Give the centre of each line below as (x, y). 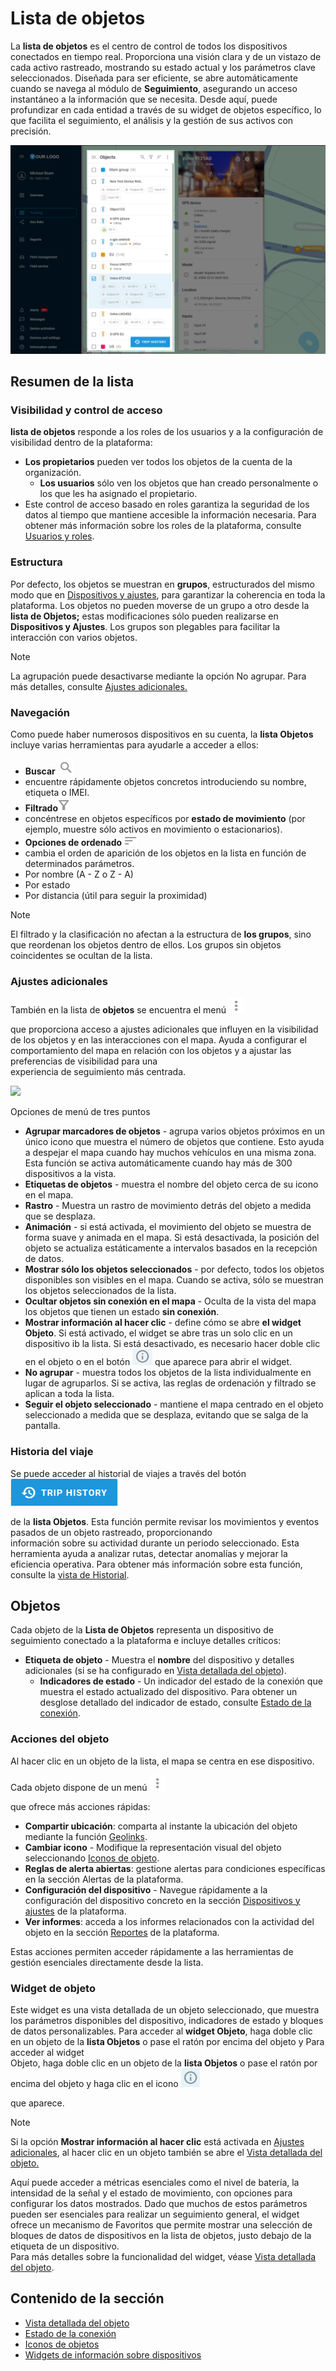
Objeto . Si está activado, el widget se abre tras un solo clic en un (158, 1333)
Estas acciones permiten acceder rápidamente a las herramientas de (152, 1951)
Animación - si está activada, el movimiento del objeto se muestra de (168, 1227)
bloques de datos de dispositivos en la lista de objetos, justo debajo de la (161, 2235)
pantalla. (42, 1426)
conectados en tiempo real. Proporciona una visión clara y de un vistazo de (166, 56)
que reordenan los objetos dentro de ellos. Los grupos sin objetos (146, 944)
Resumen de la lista (72, 382)
